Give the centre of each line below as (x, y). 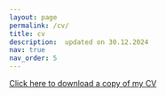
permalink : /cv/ (39, 26)
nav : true (28, 50)
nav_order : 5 (33, 58)
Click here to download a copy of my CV (83, 83)
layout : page (33, 17)
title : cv (28, 34)
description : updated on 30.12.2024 (79, 42)
